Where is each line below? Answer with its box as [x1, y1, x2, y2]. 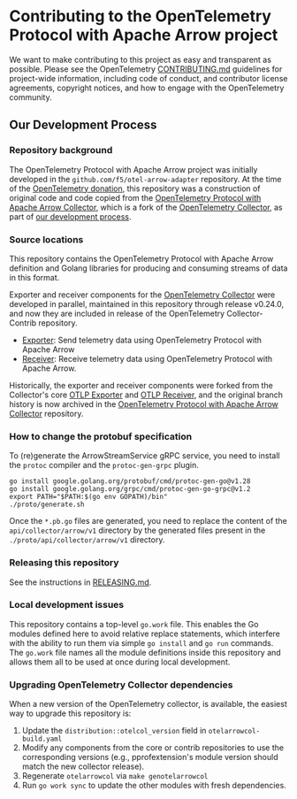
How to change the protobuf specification [9, 430, 193, 442]
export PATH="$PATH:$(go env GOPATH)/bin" [9, 493, 168, 502]
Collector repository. [9, 408, 84, 419]
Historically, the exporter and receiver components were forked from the [9, 380, 274, 390]
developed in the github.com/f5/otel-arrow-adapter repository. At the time [9, 173, 282, 184]
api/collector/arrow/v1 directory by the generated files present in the [9, 525, 266, 536]
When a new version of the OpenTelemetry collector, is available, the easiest [9, 699, 287, 710]
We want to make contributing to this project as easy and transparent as [9, 54, 272, 65]
